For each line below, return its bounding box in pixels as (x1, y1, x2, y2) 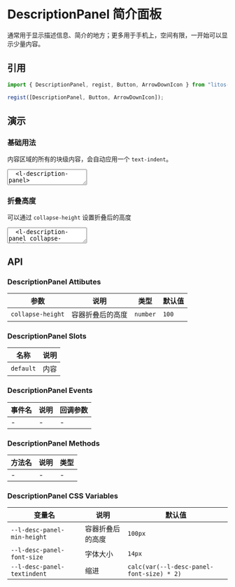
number (134, 310, 156, 319)
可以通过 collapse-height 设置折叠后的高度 (7, 213, 131, 221)
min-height (10, 533, 47, 541)
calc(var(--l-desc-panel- (127, 563, 214, 571)
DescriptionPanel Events (7, 386, 93, 396)
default (10, 365, 36, 373)
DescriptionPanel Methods (7, 438, 100, 448)
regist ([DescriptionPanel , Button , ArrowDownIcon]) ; (7, 94, 164, 101)
